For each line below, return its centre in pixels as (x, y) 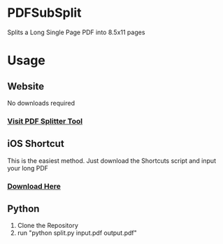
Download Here (34, 186)
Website (26, 86)
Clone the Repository (48, 226)
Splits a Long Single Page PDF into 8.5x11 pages (76, 32)
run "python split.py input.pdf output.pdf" (77, 233)
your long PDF (28, 168)
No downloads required (41, 103)
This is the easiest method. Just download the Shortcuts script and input (112, 160)
